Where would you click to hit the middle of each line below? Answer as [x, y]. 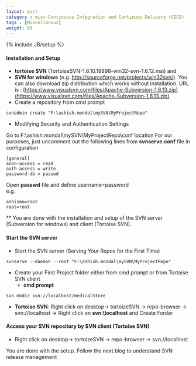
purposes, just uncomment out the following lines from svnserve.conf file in [98, 142]
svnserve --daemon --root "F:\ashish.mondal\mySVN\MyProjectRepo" [89, 261]
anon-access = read [30, 164]
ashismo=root [22, 202]
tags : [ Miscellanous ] [34, 22]
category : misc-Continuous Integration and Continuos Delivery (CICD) [95, 17]
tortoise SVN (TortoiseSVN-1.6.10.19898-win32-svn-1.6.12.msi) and [95, 71]
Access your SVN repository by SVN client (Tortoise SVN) [78, 326]
